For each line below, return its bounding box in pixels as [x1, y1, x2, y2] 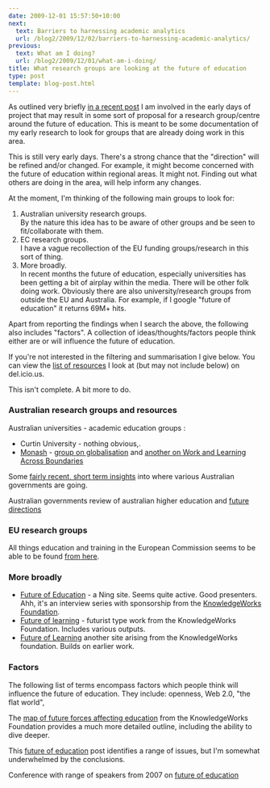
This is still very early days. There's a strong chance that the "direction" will [8, 151, 260, 162]
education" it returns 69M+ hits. [19, 303, 127, 313]
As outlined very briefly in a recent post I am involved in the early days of [8, 102, 251, 112]
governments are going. [8, 480, 88, 490]
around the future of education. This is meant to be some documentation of [8, 119, 260, 129]
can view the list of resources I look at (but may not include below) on [8, 360, 240, 370]
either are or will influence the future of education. [8, 336, 176, 346]
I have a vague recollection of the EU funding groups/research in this [19, 243, 249, 253]
